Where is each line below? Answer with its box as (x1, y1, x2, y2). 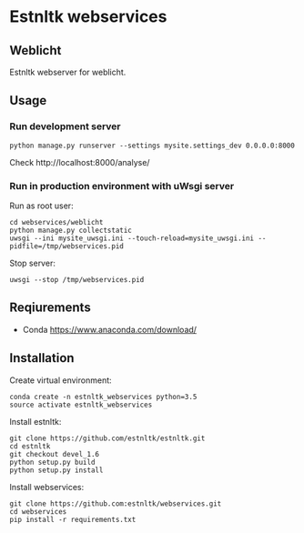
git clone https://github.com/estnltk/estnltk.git (9, 434, 206, 443)
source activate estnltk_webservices (9, 400, 153, 409)
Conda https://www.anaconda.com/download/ (22, 324, 198, 335)
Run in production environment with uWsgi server (9, 179, 235, 192)
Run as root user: (9, 200, 75, 211)
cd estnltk (9, 441, 51, 451)
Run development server (9, 120, 121, 133)
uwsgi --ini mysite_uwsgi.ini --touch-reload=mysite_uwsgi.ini (9, 234, 255, 243)
